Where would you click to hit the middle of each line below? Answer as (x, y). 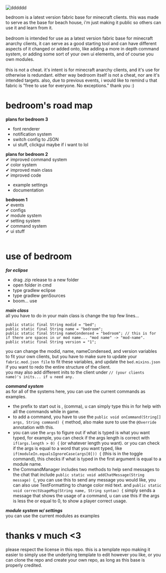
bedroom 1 (17, 199)
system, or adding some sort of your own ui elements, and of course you (80, 54)
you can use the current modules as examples (53, 516)
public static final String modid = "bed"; (51, 325)
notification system (32, 134)
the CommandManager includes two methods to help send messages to (86, 469)
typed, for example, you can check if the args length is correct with (81, 437)
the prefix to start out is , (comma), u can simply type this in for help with (87, 406)
